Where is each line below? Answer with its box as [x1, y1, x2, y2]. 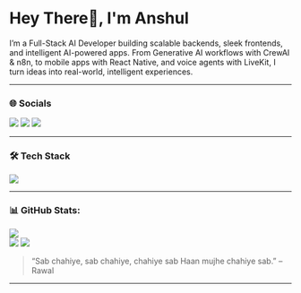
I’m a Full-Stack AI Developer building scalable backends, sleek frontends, [9, 38, 284, 48]
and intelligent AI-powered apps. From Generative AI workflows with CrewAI [9, 47, 290, 57]
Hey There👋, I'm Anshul [9, 8, 190, 29]
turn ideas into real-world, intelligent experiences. [9, 66, 193, 77]
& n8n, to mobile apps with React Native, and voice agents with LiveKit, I [9, 56, 276, 67]
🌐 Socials [9, 97, 52, 109]
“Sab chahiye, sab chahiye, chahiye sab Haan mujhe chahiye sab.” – [30, 255, 283, 266]
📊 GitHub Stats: [9, 204, 81, 217]
